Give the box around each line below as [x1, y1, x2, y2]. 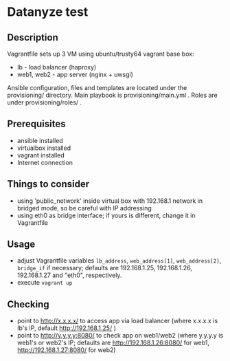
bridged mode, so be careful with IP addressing [16, 204, 152, 212]
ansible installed [16, 136, 63, 144]
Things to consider [7, 178, 90, 190]
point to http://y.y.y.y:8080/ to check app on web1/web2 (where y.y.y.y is [16, 331, 224, 340]
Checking [7, 298, 49, 310]
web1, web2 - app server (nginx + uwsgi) [16, 70, 134, 78]
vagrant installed [16, 151, 65, 159]
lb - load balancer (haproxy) [16, 63, 97, 71]
